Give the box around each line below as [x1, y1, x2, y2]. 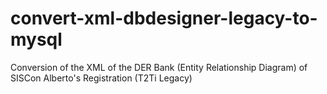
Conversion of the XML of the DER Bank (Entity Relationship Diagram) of [10, 61, 308, 73]
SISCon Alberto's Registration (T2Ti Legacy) [10, 72, 193, 84]
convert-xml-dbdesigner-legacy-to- [10, 7, 318, 30]
